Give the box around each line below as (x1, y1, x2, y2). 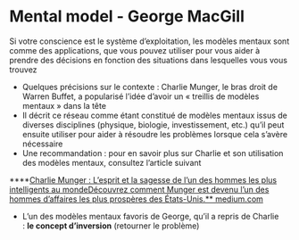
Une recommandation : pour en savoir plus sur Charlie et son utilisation (21, 147, 284, 158)
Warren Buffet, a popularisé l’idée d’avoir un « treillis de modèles (21, 91, 260, 102)
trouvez (9, 64, 37, 75)
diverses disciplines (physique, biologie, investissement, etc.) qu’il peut (21, 119, 285, 130)
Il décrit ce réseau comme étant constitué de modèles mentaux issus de (21, 110, 287, 120)
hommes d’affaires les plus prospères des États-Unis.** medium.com (9, 194, 263, 204)
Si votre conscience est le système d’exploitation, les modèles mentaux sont (9, 36, 290, 46)
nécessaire (21, 138, 63, 149)
